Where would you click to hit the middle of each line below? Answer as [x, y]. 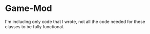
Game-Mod [29, 8]
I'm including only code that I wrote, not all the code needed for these [75, 22]
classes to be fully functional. [35, 26]
